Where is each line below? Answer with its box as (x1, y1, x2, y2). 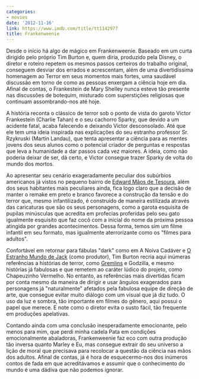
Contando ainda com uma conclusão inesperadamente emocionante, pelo (6, 322, 187, 329)
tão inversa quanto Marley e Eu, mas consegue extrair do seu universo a (6, 341, 184, 348)
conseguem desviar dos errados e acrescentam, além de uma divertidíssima (6, 66, 194, 73)
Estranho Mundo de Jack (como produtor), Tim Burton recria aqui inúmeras (6, 253, 191, 260)
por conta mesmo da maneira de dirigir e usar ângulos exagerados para (6, 279, 182, 286)
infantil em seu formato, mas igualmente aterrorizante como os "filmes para (6, 229, 191, 236)
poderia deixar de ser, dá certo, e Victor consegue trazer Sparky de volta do (6, 154, 193, 161)
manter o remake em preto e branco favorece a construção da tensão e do (6, 191, 189, 198)
